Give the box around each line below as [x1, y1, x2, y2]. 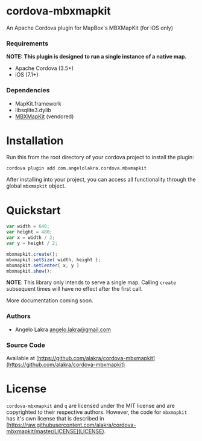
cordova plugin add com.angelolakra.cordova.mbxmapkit [6, 165, 147, 171]
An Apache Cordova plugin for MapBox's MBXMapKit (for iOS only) [6, 24, 174, 31]
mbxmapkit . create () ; [6, 251, 58, 257]
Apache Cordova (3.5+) [14, 65, 74, 72]
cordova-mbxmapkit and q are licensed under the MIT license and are [6, 402, 175, 409]
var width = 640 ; [6, 223, 50, 230]
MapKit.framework [14, 100, 62, 107]
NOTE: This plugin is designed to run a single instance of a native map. [6, 53, 187, 60]
